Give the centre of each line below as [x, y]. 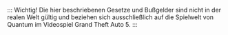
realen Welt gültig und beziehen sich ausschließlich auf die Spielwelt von [111, 17]
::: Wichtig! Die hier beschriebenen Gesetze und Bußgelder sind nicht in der [114, 10]
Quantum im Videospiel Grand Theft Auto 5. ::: [72, 24]
